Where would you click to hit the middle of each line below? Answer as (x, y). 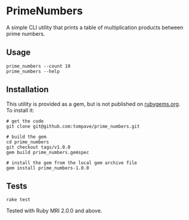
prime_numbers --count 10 (38, 66)
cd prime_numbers (28, 142)
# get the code (25, 121)
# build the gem (26, 137)
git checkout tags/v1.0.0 (38, 147)
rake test (18, 200)
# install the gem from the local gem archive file (72, 163)
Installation (27, 89)
